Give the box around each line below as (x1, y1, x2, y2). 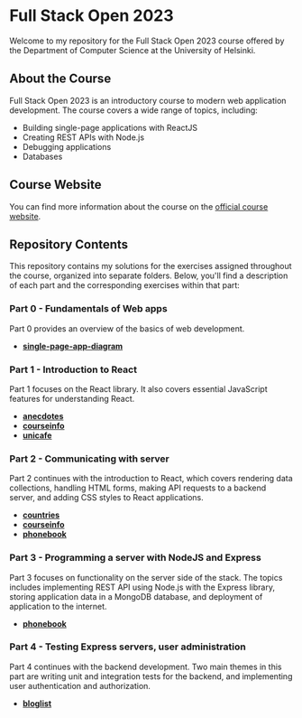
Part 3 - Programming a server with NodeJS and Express (9, 552, 261, 564)
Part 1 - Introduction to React (9, 363, 138, 376)
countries (22, 509, 60, 520)
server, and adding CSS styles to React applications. (9, 492, 205, 503)
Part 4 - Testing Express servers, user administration (9, 640, 246, 653)
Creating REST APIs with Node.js (22, 132, 145, 143)
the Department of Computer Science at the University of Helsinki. (9, 44, 256, 55)
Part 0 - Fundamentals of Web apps (9, 303, 169, 315)
